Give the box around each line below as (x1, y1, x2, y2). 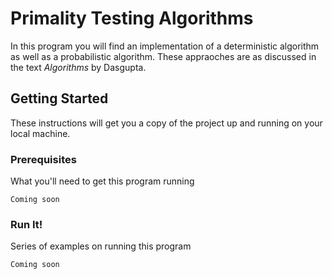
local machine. (10, 127, 71, 139)
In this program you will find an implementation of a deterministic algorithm (10, 40, 320, 52)
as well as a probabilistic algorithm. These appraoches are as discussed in (10, 50, 317, 62)
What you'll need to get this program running (10, 175, 195, 187)
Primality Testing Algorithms (10, 7, 254, 30)
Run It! (10, 217, 43, 231)
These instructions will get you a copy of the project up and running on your (10, 117, 323, 129)
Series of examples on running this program (10, 240, 192, 252)
